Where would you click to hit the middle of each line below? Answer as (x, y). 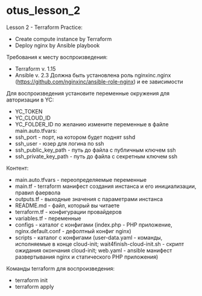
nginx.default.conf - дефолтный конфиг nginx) (73, 231)
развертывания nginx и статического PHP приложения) (87, 257)
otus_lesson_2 (43, 11)
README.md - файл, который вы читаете (67, 205)
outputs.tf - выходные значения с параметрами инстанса (89, 199)
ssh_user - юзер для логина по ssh (59, 143)
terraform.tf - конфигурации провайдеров (68, 211)
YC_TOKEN (29, 111)
